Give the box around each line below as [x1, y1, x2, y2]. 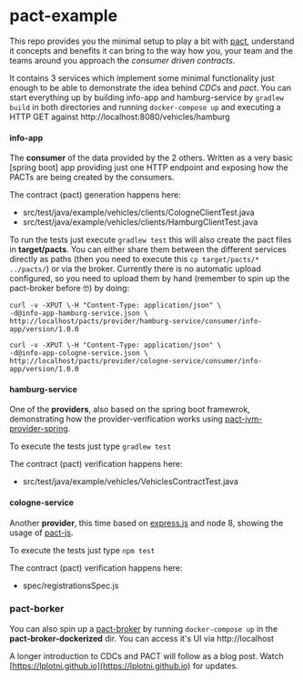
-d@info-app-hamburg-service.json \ [9, 309, 148, 319]
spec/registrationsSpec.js [22, 580, 119, 591]
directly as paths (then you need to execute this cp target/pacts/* [9, 254, 259, 265]
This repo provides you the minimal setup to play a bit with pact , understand [9, 36, 295, 46]
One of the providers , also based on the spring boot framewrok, [9, 404, 250, 415]
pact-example [9, 5, 118, 26]
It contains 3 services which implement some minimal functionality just [9, 72, 275, 83]
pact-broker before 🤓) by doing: [9, 283, 130, 294]
